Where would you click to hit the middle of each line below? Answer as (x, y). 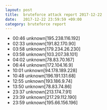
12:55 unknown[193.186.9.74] (42, 81)
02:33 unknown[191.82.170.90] (44, 44)
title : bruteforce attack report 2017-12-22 (54, 15)
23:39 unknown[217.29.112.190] (44, 97)
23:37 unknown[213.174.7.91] (42, 92)
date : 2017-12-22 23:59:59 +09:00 (43, 19)
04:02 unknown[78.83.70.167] (43, 60)
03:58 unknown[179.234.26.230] (46, 49)
